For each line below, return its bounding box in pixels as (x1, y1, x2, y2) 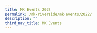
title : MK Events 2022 (5, 7, 51, 12)
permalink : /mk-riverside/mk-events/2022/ (5, 12, 92, 16)
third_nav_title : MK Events (5, 20, 62, 26)
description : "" (5, 16, 38, 21)
